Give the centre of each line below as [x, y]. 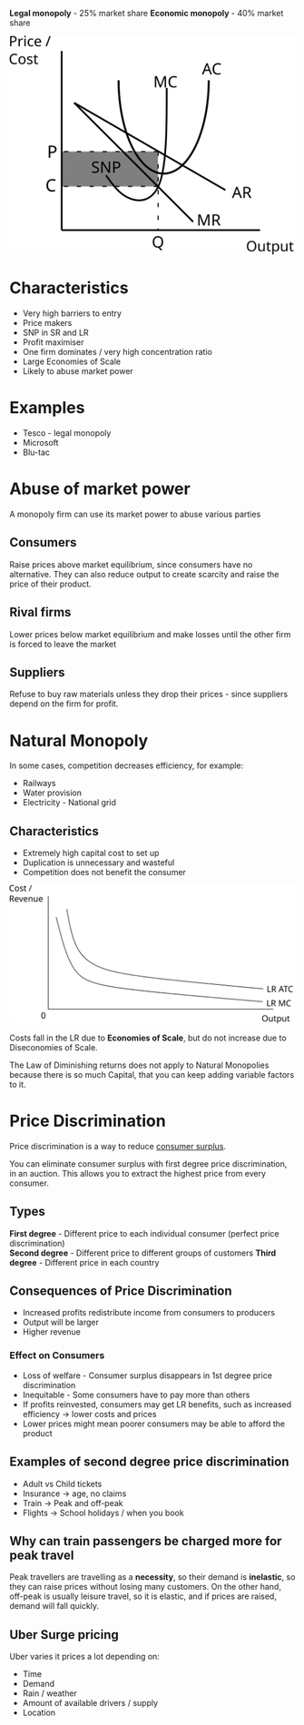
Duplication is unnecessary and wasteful [98, 862]
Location [39, 1713]
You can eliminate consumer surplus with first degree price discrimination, [148, 1163]
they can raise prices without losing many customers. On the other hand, [145, 1587]
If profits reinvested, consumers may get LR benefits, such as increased [157, 1404]
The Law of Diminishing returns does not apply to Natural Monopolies [139, 1065]
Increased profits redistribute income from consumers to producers [148, 1313]
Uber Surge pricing [64, 1635]
